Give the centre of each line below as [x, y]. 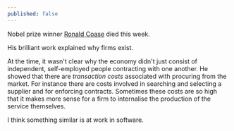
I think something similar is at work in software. [76, 120]
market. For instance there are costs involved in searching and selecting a [115, 83]
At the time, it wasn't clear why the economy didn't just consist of [102, 61]
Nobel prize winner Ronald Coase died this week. [79, 34]
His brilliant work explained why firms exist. [70, 47]
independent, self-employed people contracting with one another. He [108, 68]
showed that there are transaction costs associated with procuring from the [117, 76]
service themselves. [36, 106]
